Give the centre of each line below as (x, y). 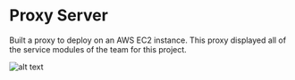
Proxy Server (59, 16)
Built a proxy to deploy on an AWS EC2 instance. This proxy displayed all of (148, 40)
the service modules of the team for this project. (98, 49)
